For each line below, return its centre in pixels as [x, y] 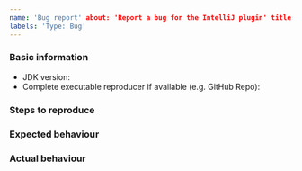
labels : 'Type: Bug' [48, 26]
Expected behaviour [54, 134]
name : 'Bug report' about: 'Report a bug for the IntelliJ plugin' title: [152, 18]
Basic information [49, 58]
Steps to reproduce [52, 110]
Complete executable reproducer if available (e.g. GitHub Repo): [141, 86]
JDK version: [46, 76]
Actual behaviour [48, 158]
